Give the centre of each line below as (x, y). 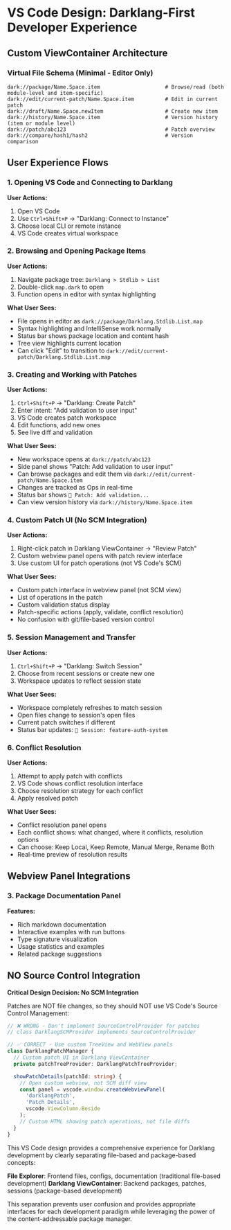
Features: (21, 911)
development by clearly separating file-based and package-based (102, 1155)
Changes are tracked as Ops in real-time (75, 488)
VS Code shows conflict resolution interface (80, 783)
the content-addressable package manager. (70, 1219)
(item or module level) (41, 123)
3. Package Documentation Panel (64, 896)
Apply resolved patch (47, 799)
